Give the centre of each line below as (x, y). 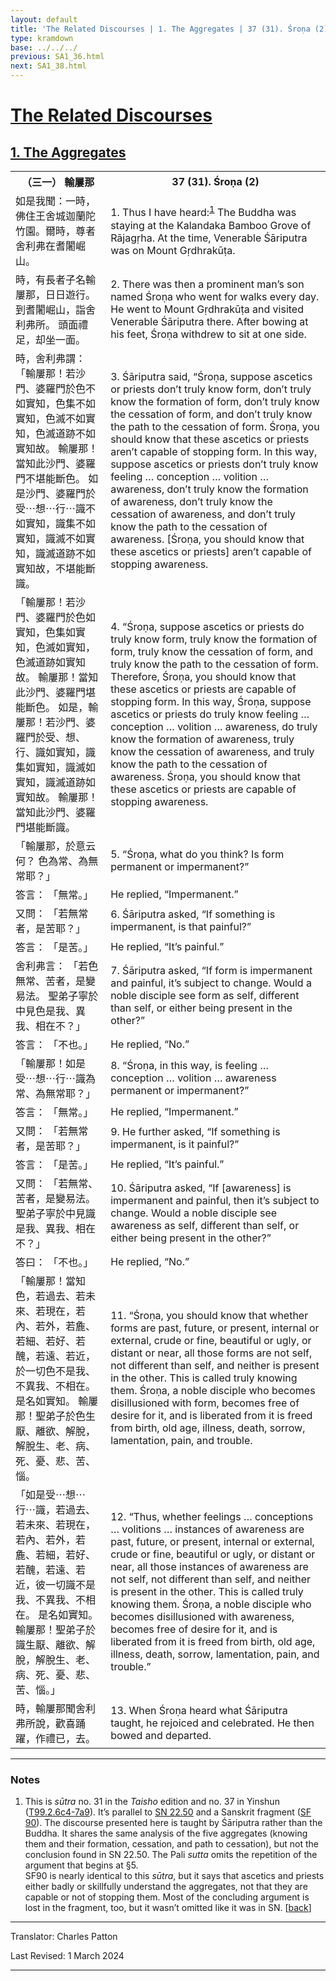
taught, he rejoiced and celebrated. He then (212, 1723)
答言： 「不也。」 (54, 1044)
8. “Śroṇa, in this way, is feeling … (190, 1065)
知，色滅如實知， (56, 647)
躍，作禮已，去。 (56, 1738)
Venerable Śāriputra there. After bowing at (209, 321)
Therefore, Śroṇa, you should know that (203, 676)
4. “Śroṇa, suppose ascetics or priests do (207, 626)
